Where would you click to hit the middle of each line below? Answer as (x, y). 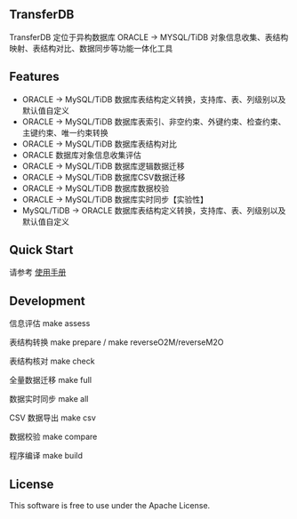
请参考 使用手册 (38, 272)
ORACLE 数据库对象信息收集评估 (82, 155)
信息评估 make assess (50, 323)
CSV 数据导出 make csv (52, 418)
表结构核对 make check (52, 361)
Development (48, 301)
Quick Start (41, 250)
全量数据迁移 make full (50, 380)
